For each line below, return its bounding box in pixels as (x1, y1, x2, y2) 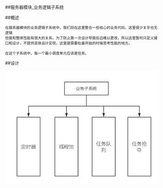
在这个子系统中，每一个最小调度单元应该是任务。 (5, 51, 89, 56)
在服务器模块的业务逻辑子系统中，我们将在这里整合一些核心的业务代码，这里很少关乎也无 (5, 25, 158, 30)
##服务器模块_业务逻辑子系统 (5, 4, 64, 10)
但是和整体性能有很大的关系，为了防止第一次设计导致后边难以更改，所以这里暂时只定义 (5, 36, 154, 41)
